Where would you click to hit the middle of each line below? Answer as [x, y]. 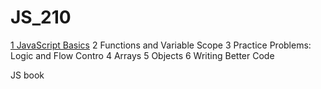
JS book [27, 75]
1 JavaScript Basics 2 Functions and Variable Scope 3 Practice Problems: [161, 45]
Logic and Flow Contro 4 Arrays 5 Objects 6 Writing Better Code [142, 55]
